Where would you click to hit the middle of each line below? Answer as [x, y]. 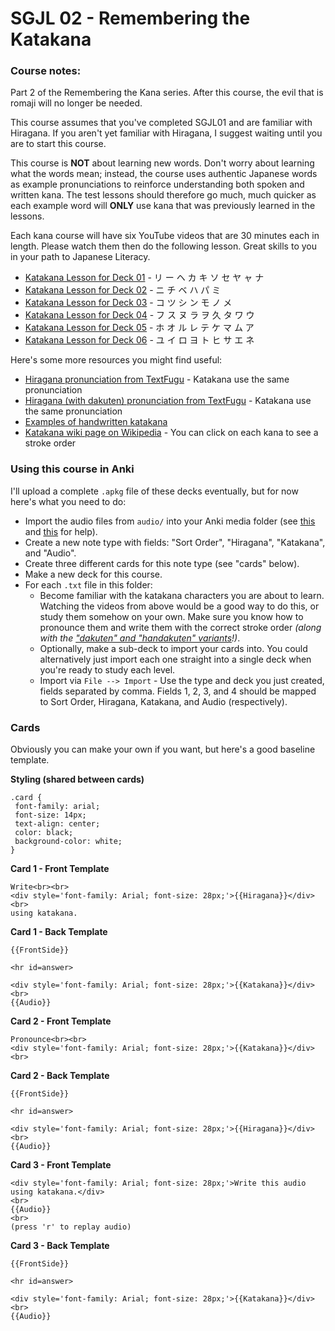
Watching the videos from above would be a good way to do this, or [179, 606]
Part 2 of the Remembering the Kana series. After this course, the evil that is [167, 93]
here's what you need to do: [68, 501]
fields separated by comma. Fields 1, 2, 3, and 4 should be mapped [178, 691]
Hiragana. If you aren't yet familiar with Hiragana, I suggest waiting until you [166, 133]
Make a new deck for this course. [93, 574]
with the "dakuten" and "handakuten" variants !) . [140, 638]
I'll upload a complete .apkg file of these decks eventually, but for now [154, 491]
